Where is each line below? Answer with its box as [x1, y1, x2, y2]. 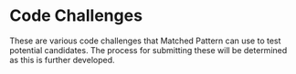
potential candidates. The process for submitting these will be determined [9, 44, 288, 55]
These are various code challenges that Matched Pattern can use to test [9, 35, 281, 46]
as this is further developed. [9, 54, 116, 65]
